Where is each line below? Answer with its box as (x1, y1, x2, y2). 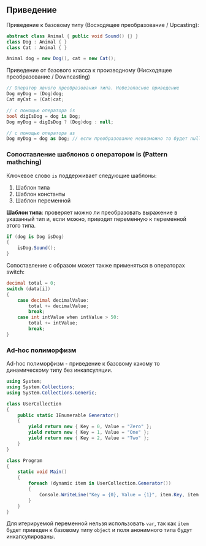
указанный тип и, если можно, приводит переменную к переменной (6, 215, 187, 223)
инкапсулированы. (6, 533, 55, 540)
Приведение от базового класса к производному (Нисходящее (6, 67, 172, 74)
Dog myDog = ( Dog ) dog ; (6, 91, 64, 97)
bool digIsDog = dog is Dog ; (6, 113, 81, 119)
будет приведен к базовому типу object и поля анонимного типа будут (6, 526, 193, 534)
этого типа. (6, 221, 36, 229)
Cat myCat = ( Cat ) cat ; (6, 96, 64, 103)
